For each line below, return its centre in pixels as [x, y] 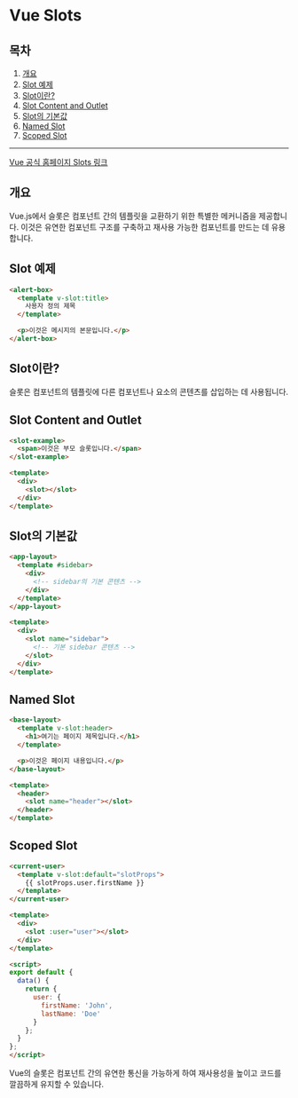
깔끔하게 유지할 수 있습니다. [57, 1085]
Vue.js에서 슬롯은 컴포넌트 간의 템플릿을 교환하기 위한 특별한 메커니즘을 [133, 216]
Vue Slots [46, 16]
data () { [33, 981]
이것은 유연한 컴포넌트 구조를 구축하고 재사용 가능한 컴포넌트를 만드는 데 [145, 226]
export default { [41, 973]
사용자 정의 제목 [51, 306]
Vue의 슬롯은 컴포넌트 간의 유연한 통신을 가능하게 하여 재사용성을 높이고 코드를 [145, 1073]
